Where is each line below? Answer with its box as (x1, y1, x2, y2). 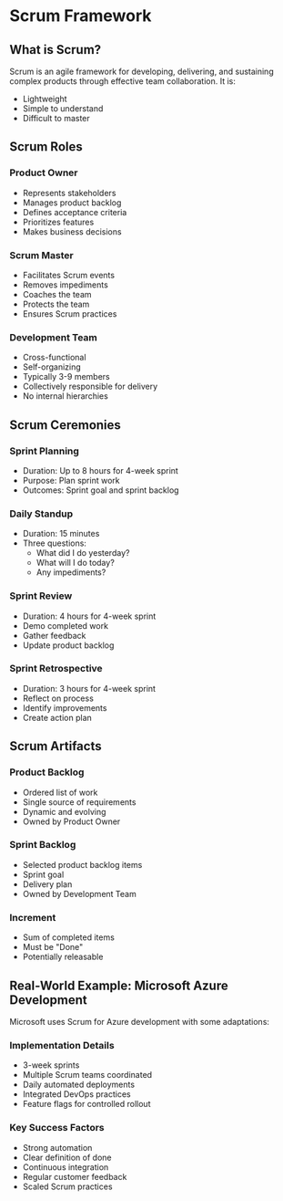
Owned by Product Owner (22, 816, 121, 827)
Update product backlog (22, 640, 115, 651)
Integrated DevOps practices (22, 1089, 131, 1100)
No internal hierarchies (22, 391, 109, 402)
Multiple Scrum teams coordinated (22, 1070, 153, 1081)
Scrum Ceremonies (9, 417, 121, 433)
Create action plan (22, 712, 93, 723)
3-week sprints (22, 1060, 80, 1070)
